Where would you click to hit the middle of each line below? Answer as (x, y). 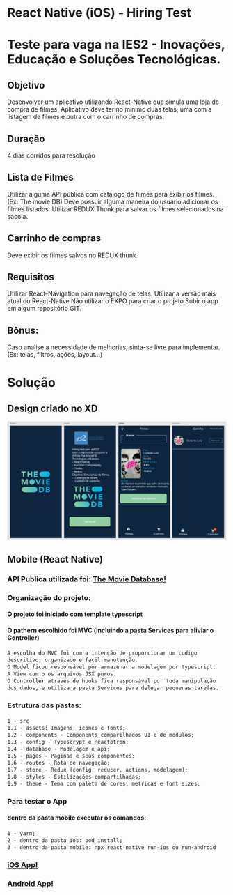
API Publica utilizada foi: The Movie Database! (87, 579)
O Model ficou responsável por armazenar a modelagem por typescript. (112, 667)
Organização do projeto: (49, 597)
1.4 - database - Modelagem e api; (59, 749)
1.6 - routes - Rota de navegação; (59, 763)
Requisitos (31, 277)
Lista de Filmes (41, 177)
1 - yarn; (22, 833)
